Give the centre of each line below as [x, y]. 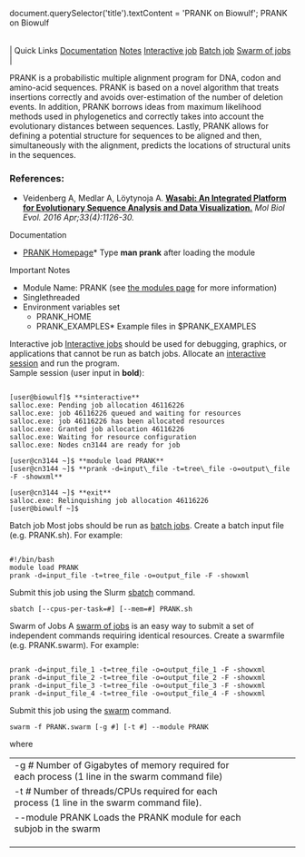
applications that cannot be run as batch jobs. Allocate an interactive [138, 354]
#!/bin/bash [32, 560]
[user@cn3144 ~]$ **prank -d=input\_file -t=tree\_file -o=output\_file [150, 469]
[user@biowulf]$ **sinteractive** [75, 398]
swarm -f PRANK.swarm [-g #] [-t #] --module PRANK [109, 727]
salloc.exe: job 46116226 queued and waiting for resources [126, 414]
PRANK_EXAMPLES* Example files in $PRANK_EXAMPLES [146, 327]
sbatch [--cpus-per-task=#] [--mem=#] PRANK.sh [101, 609]
